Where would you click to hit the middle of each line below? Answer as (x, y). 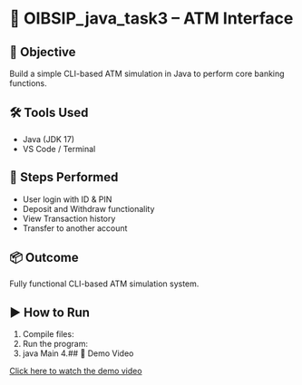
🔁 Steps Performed (64, 177)
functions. (28, 83)
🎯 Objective (43, 52)
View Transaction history (69, 218)
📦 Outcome (44, 258)
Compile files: (48, 334)
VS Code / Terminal (59, 149)
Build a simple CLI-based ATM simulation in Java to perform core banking (147, 73)
